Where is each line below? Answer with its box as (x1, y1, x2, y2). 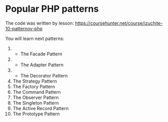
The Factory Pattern (12, 83, 55, 90)
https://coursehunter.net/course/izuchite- (75, 20, 163, 26)
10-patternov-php (5, 25, 43, 31)
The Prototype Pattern (12, 111, 60, 117)
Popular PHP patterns (5, 3, 99, 15)
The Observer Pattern (12, 94, 59, 100)
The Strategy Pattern (12, 78, 57, 84)
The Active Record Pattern (12, 105, 69, 111)
